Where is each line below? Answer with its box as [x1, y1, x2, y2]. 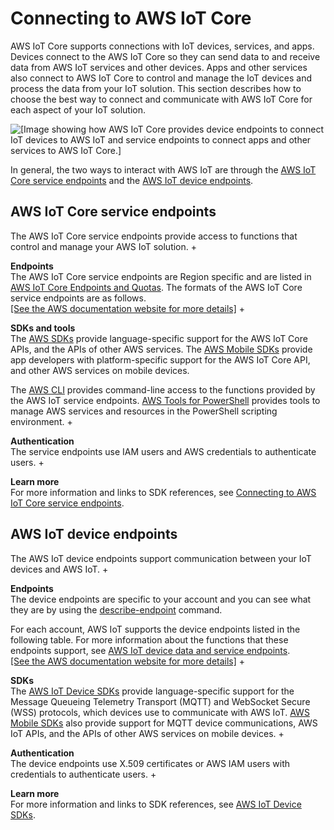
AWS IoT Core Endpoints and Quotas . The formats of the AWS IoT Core [10, 281, 303, 293]
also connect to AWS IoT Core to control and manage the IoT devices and [10, 72, 313, 84]
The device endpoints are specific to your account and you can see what [10, 593, 312, 605]
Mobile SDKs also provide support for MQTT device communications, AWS [10, 717, 318, 729]
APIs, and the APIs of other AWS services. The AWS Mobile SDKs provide [10, 343, 313, 355]
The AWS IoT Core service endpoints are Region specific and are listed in [10, 270, 312, 282]
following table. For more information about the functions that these [10, 633, 289, 646]
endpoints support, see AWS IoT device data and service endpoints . [10, 644, 291, 656]
